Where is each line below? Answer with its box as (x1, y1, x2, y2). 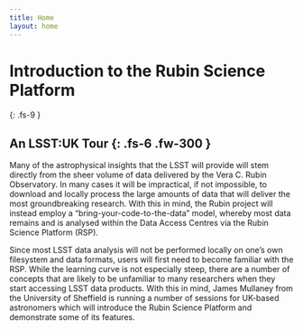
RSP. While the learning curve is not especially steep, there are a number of (9, 264, 290, 275)
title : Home (9, 13, 54, 23)
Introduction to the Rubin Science (9, 61, 266, 81)
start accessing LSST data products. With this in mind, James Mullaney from (9, 283, 293, 294)
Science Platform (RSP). (9, 227, 99, 238)
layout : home (9, 22, 59, 31)
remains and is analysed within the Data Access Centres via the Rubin (9, 218, 269, 229)
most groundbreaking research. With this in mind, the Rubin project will (9, 198, 273, 209)
